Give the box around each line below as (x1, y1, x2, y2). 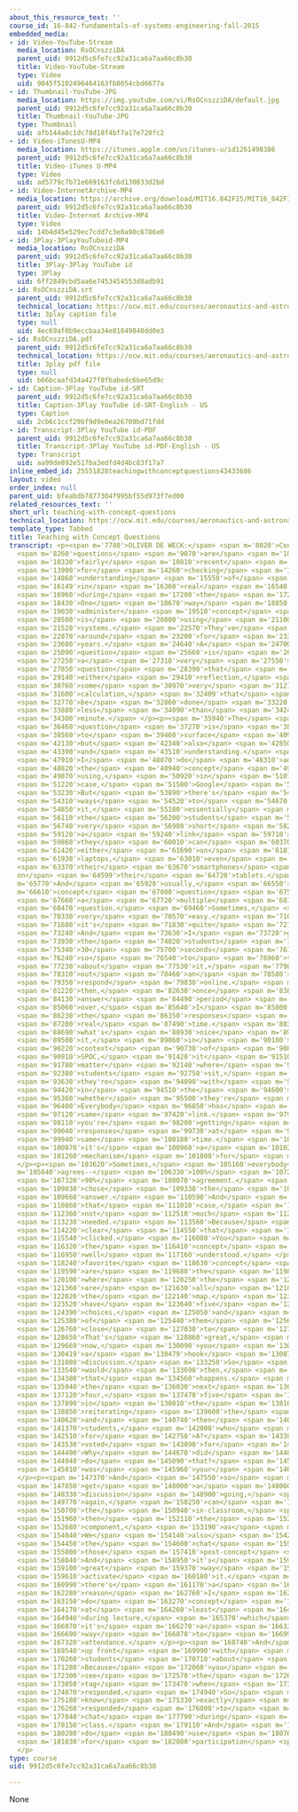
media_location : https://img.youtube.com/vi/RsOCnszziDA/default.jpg (17, 95, 279, 105)
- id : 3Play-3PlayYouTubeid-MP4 (9, 236, 129, 245)
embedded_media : (9, 29, 69, 38)
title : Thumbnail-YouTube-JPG (17, 112, 129, 121)
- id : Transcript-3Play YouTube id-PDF (9, 425, 157, 435)
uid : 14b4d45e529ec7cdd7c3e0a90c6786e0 (17, 227, 165, 236)
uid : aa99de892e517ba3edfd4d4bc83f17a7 (17, 459, 165, 468)
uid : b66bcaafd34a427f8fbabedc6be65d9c (17, 376, 165, 385)
